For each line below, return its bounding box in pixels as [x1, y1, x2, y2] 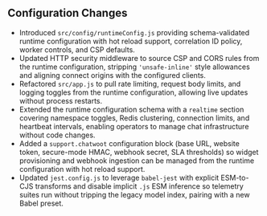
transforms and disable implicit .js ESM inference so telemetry [35, 181, 244, 191]
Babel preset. [18, 198, 64, 208]
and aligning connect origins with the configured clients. [18, 70, 206, 79]
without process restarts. [18, 96, 103, 105]
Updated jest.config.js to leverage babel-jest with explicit [18, 173, 220, 182]
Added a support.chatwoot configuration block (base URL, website [18, 138, 240, 148]
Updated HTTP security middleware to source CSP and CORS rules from [18, 53, 260, 63]
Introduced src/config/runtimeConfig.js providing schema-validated [18, 27, 250, 37]
